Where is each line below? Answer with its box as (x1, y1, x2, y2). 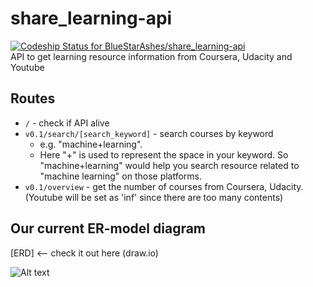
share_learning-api (10, 7, 173, 30)
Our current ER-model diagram (10, 220, 207, 237)
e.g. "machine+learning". (39, 138, 143, 150)
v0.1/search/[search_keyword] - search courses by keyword (24, 127, 274, 139)
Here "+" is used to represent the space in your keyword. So (39, 148, 289, 161)
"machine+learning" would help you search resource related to (39, 159, 300, 171)
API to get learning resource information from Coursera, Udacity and (10, 50, 293, 62)
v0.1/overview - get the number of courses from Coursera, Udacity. (24, 180, 304, 192)
